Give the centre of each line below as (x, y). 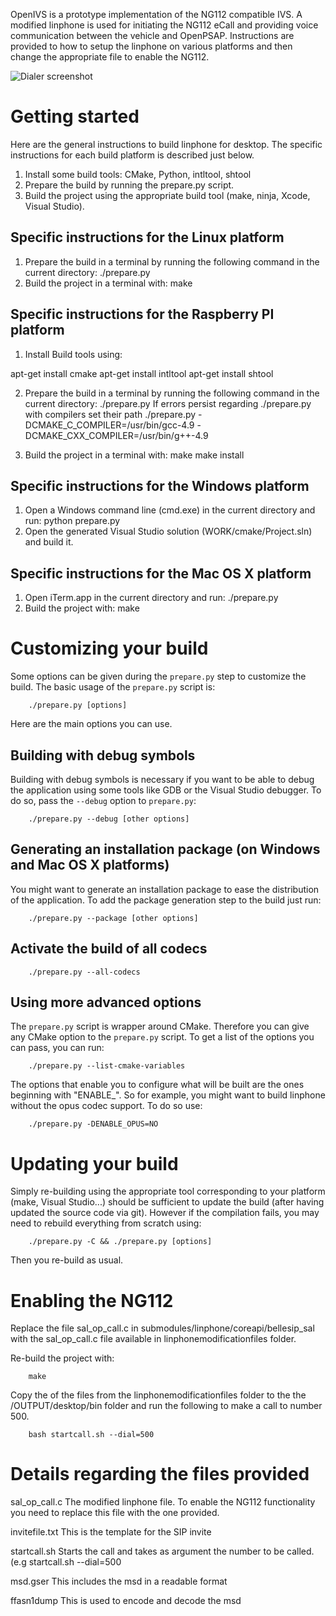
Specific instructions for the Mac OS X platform (161, 573)
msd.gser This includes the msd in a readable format (119, 1581)
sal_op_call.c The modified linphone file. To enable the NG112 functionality (163, 1502)
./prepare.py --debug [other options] (109, 819)
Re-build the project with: (62, 1358)
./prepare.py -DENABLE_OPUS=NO (93, 1124)
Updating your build (94, 1163)
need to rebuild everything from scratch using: (106, 1223)
